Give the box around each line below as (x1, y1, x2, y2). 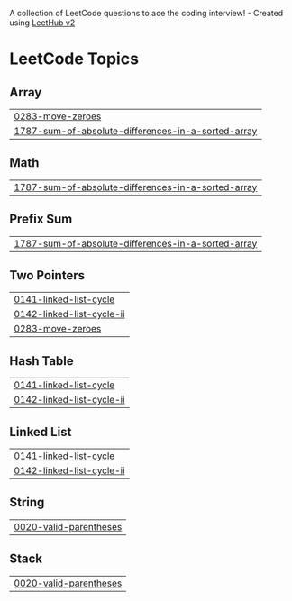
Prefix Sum (9, 212, 73, 227)
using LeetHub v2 (9, 17, 76, 28)
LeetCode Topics (9, 49, 140, 69)
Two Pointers (9, 268, 86, 283)
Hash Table (9, 353, 74, 369)
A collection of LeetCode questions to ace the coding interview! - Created (9, 8, 284, 18)
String (9, 495, 45, 510)
